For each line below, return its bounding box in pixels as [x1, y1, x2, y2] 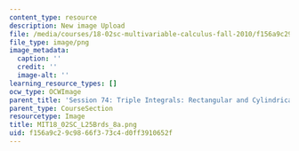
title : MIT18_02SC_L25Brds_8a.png [9, 121, 138, 130]
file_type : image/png [9, 37, 90, 47]
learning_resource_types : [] [9, 79, 117, 88]
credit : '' [17, 63, 58, 72]
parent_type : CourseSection [9, 104, 114, 113]
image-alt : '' [17, 71, 69, 80]
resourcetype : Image [9, 112, 86, 121]
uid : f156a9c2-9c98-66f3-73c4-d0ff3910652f [9, 129, 174, 138]
